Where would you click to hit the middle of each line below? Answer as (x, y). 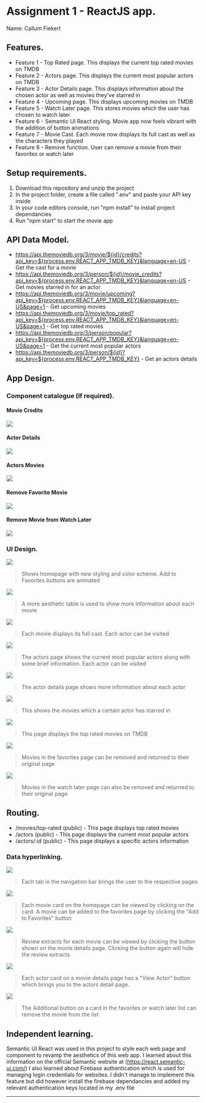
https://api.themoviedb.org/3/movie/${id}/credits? (78, 255)
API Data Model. (38, 240)
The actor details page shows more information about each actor (103, 687)
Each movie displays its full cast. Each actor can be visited (95, 633)
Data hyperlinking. (35, 857)
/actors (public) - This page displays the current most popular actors (102, 834)
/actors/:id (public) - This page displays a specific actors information (102, 841)
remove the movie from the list (60, 1015)
